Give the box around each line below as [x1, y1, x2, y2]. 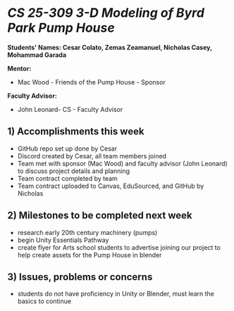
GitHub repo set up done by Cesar [17, 144, 118, 153]
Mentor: [7, 64, 32, 72]
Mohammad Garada [7, 51, 67, 59]
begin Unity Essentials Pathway [17, 236, 109, 244]
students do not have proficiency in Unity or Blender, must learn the [17, 290, 215, 298]
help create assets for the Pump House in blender [17, 250, 162, 259]
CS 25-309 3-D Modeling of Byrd [7, 5, 204, 21]
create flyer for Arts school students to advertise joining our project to [17, 243, 221, 251]
